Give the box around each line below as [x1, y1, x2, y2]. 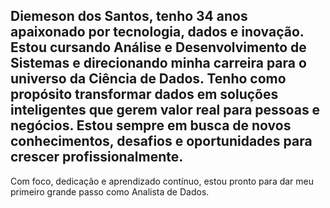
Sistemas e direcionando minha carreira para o [10, 55, 307, 72]
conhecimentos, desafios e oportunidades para [10, 133, 313, 150]
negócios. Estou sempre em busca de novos [10, 117, 292, 134]
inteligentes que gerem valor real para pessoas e [10, 102, 321, 119]
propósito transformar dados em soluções [10, 86, 279, 103]
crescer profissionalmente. [10, 149, 184, 166]
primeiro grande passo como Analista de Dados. [10, 185, 210, 198]
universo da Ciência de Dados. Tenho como [10, 70, 287, 88]
